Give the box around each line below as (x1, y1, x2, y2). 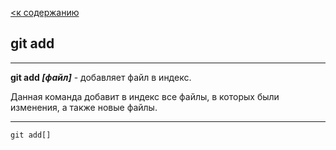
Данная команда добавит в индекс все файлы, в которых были (10, 90, 280, 102)
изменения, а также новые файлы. (10, 101, 158, 113)
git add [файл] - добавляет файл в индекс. (10, 71, 192, 83)
